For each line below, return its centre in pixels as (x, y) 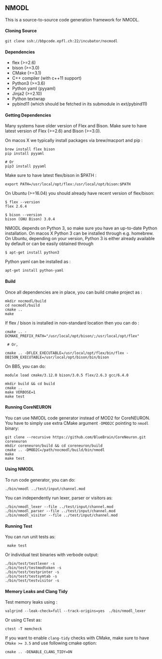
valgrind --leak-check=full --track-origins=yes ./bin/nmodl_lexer (75, 611)
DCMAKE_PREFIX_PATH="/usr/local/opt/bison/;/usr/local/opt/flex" (72, 336)
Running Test (19, 526)
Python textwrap (29, 99)
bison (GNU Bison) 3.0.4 (30, 219)
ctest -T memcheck (23, 629)
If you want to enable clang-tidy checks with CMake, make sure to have (77, 638)
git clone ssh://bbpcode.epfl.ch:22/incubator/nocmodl (61, 41)
